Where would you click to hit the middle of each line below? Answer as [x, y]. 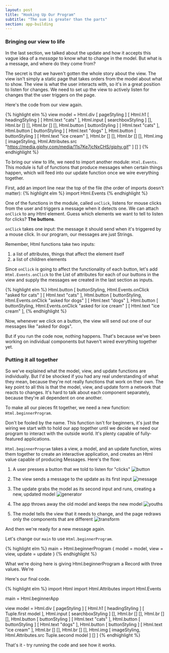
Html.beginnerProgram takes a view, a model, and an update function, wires [83, 449]
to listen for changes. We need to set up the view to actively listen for [77, 90]
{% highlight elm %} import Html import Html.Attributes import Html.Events [83, 589]
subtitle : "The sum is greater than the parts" [56, 19]
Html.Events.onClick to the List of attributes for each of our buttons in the [82, 274]
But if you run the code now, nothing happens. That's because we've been [83, 336]
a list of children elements [39, 259]
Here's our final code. [28, 579]
